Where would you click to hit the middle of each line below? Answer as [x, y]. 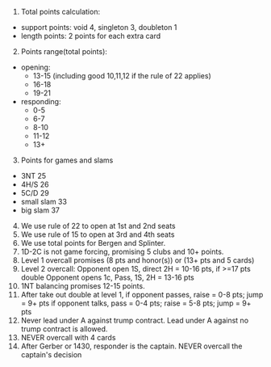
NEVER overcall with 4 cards [68, 337]
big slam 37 [40, 210]
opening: [35, 67]
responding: [41, 101]
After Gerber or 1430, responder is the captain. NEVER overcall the [131, 346]
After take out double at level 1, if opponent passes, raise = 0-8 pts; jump [142, 295]
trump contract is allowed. [64, 329]
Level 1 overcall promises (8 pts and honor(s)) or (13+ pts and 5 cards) [138, 260]
